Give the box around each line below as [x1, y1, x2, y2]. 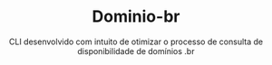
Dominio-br [92, 6, 180, 27]
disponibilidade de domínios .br [77, 45, 195, 56]
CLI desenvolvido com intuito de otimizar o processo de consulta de [9, 36, 263, 47]
